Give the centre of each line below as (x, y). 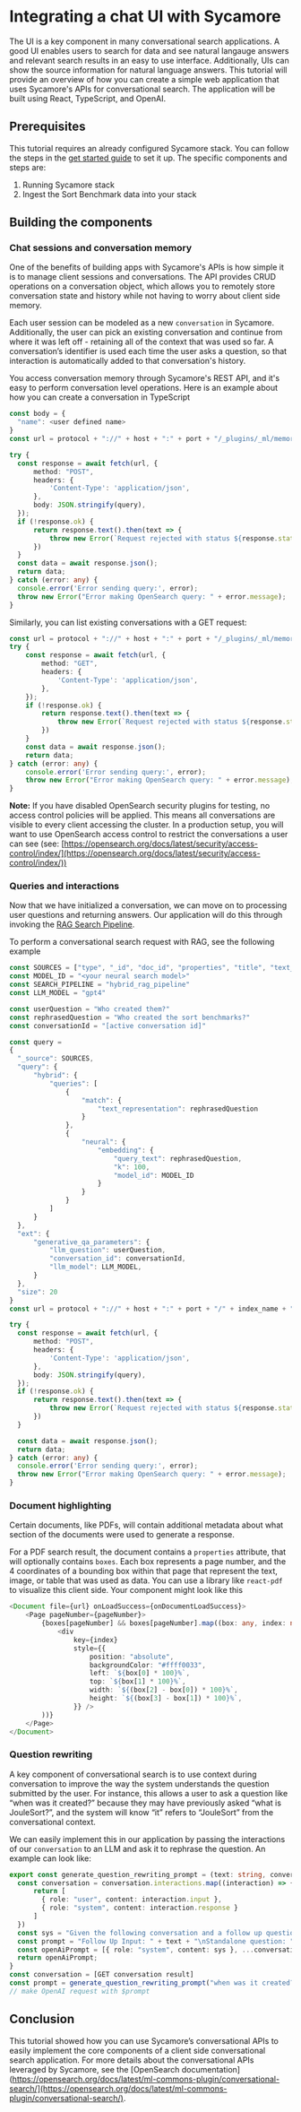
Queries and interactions (64, 887)
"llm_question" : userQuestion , (107, 1251)
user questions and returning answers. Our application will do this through (146, 915)
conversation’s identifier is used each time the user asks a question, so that (148, 351)
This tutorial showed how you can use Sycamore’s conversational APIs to (144, 2040)
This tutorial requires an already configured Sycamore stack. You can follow (149, 148)
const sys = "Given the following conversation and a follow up (140, 1933)
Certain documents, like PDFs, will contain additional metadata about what (146, 1525)
